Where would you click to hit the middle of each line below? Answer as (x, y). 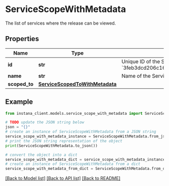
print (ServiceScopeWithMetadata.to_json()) (52, 146)
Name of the (136, 76)
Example (19, 102)
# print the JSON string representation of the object (64, 141)
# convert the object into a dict (41, 155)
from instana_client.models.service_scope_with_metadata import (74, 113)
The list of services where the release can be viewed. (61, 23)
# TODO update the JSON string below (45, 122)
